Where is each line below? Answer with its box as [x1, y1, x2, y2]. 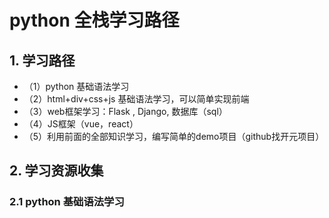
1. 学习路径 [9, 52, 76, 69]
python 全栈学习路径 [9, 9, 180, 32]
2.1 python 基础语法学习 [9, 195, 125, 209]
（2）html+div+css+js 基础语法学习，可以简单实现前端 [23, 93, 250, 105]
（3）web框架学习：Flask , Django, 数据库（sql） [23, 106, 228, 117]
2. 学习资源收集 [9, 162, 104, 180]
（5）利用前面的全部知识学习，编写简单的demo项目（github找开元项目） [23, 131, 325, 142]
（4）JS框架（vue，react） [23, 118, 139, 130]
